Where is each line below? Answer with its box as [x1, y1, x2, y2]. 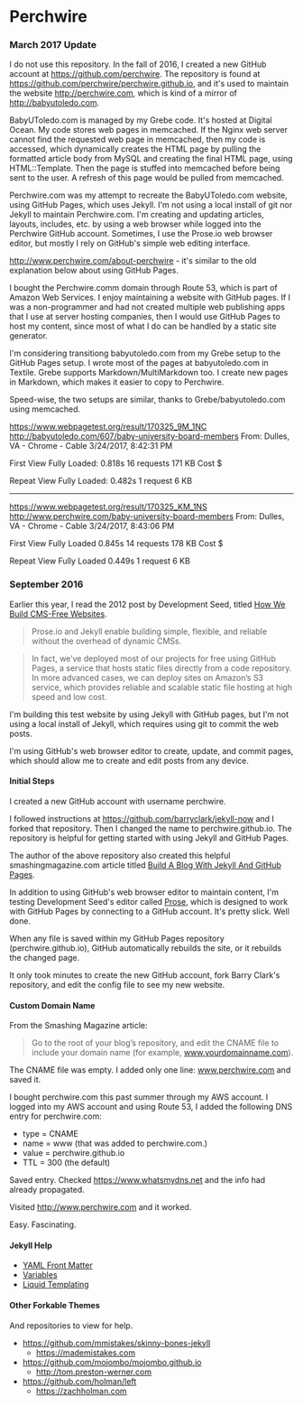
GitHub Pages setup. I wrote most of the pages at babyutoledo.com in [9, 358, 269, 368]
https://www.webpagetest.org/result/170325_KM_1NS [9, 501, 207, 512]
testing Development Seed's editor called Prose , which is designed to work [9, 896, 289, 907]
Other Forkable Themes [9, 1299, 101, 1310]
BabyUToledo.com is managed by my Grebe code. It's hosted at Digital [9, 115, 272, 126]
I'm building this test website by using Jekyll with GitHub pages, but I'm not [9, 709, 289, 720]
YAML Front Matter [22, 1260, 93, 1270]
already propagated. [9, 1185, 86, 1196]
